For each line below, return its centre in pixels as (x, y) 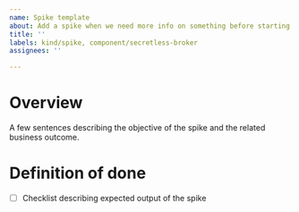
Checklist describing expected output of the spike (114, 198)
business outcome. (44, 137)
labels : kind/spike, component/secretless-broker (104, 42)
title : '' (28, 34)
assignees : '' (36, 51)
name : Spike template (50, 17)
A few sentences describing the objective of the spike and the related (137, 128)
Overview (46, 103)
